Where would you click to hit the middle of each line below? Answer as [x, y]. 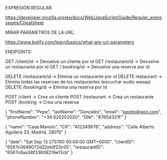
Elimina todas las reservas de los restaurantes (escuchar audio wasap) [78, 82]
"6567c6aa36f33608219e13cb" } [39, 152]
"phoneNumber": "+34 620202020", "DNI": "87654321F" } [66, 117]
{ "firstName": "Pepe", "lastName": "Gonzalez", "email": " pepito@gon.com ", [83, 112]
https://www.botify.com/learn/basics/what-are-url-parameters [70, 42]
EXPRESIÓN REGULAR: [29, 8]
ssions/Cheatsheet [25, 23]
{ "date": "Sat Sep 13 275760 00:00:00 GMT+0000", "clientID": [70, 142]
